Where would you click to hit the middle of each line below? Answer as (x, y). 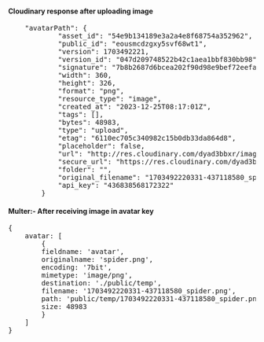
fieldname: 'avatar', (83, 252)
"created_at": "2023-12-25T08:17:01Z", (135, 107)
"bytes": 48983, (89, 123)
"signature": (83, 68)
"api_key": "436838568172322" (116, 186)
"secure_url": (85, 162)
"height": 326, (87, 83)
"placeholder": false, (101, 146)
